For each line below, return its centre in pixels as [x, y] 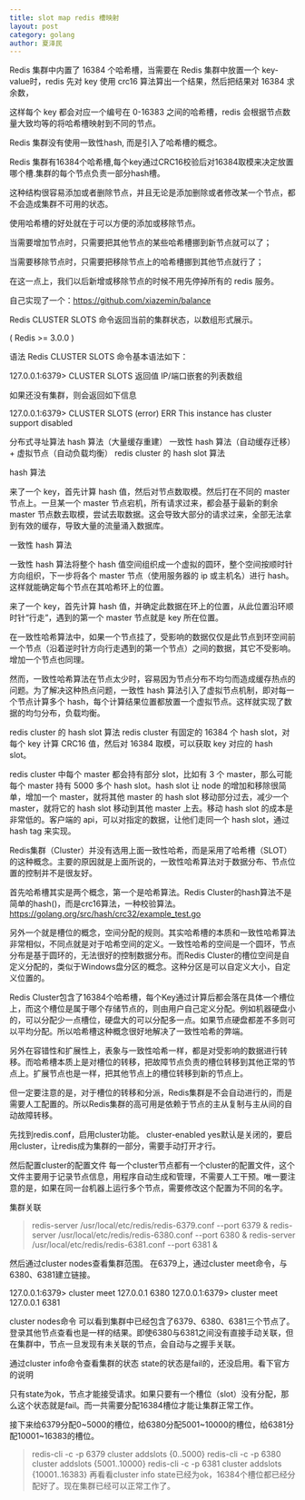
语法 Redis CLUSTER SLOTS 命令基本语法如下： [99, 357]
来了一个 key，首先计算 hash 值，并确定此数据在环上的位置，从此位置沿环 [148, 607]
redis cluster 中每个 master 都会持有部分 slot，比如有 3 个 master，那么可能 [151, 775]
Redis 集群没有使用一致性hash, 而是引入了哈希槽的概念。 [116, 143]
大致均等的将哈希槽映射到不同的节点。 [89, 123]
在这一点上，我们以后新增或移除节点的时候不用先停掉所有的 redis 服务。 [144, 281]
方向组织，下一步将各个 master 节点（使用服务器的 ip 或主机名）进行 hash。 [152, 576]
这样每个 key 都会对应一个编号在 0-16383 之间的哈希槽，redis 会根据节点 [146, 112]
